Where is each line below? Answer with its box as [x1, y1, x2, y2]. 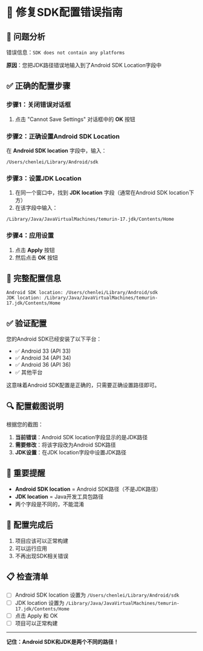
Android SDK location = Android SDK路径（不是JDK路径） [14, 485, 162, 492]
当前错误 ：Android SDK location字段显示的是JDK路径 [14, 434, 148, 441]
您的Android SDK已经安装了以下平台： [6, 335, 102, 342]
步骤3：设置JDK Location [6, 174, 82, 182]
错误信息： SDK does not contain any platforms [6, 49, 125, 56]
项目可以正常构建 [14, 620, 58, 627]
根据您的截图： [6, 421, 43, 428]
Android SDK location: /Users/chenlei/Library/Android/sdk [6, 290, 158, 296]
